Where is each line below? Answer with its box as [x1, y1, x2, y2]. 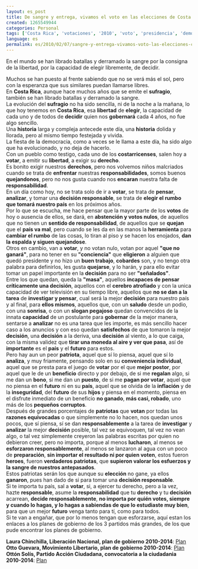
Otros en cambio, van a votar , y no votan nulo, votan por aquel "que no [6, 244, 180, 251]
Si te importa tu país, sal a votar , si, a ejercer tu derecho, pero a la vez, [6, 482, 179, 489]
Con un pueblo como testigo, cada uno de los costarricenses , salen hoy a [6, 150, 187, 157]
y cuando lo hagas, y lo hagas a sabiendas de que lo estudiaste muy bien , [6, 501, 190, 508]
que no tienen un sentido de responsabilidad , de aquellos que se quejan [6, 219, 184, 226]
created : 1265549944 [6, 19, 57, 25]
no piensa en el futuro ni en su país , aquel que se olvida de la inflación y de [6, 382, 192, 389]
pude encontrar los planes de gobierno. [6, 526, 103, 534]
